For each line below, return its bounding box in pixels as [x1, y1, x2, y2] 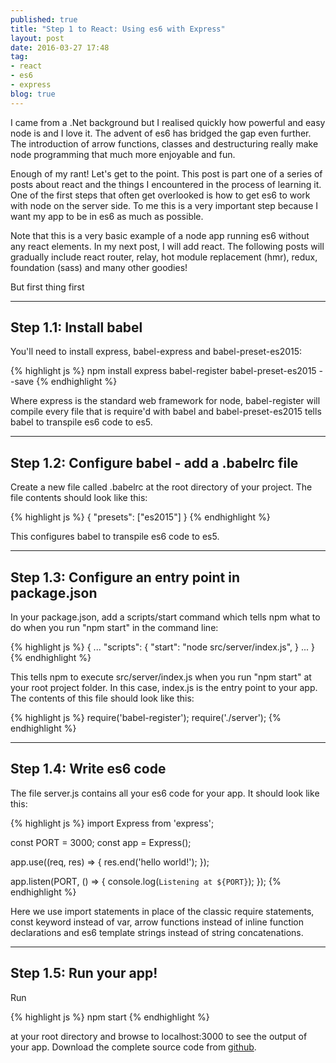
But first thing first [10, 281, 85, 293]
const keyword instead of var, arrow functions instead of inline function [10, 916, 305, 928]
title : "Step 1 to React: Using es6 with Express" [10, 24, 226, 34]
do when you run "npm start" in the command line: [10, 622, 219, 634]
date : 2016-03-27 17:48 [10, 42, 110, 53]
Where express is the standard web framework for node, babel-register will [10, 395, 321, 407]
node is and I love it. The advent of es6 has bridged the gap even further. [10, 127, 312, 139]
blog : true [10, 89, 56, 99]
